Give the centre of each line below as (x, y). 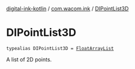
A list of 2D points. (29, 59)
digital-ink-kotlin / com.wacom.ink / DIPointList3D (67, 9)
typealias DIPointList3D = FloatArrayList (60, 48)
